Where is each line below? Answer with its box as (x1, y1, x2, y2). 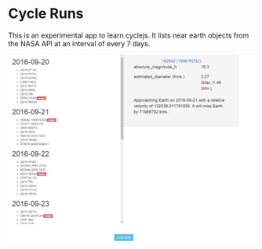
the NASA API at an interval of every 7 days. (8, 38, 151, 48)
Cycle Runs (8, 5, 84, 23)
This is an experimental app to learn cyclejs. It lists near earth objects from (8, 31, 249, 40)
